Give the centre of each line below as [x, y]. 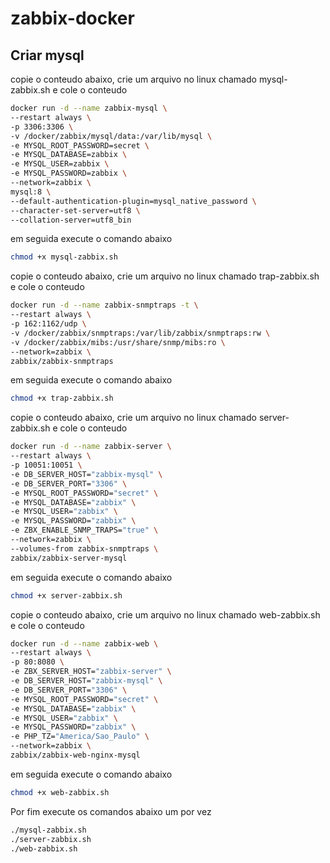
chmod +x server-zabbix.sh [66, 595]
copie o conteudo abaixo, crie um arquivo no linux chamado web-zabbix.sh [165, 614]
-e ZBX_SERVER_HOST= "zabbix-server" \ [91, 672]
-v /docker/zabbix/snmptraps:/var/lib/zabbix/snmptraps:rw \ [140, 333]
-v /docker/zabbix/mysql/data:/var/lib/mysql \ [111, 136]
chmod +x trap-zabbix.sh [62, 398]
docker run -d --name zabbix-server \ [91, 447]
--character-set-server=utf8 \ [75, 210]
